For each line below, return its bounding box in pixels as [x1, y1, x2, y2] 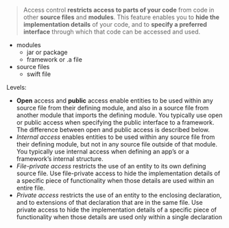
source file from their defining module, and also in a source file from [16, 104, 209, 112]
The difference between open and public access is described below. [16, 126, 210, 134]
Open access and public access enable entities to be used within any [16, 97, 213, 105]
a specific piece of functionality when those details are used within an [16, 177, 214, 184]
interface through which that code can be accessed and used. [23, 27, 201, 36]
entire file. [16, 184, 45, 192]
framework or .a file [26, 55, 83, 64]
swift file [26, 70, 51, 78]
